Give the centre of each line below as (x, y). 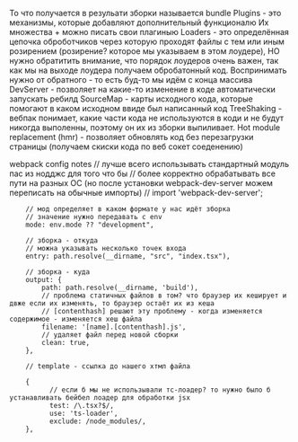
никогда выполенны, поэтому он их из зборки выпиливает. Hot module (145, 128)
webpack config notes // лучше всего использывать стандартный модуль (149, 164)
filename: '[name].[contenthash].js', (114, 327)
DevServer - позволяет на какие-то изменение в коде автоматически (143, 89)
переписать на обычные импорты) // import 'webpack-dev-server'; (136, 193)
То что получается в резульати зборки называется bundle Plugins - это (145, 13)
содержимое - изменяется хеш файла (76, 319)
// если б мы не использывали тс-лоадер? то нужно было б (160, 390)
